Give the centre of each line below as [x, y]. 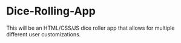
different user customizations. [44, 34]
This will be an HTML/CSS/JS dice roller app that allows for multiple [90, 28]
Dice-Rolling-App [51, 11]
